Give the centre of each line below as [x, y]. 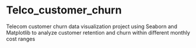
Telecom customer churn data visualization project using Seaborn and [92, 26]
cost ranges [21, 39]
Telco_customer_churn [64, 10]
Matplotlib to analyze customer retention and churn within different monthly [98, 32]
